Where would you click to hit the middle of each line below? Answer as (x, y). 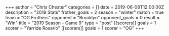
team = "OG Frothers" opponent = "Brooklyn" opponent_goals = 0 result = (83, 18)
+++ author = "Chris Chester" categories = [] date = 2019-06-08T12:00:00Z (85, 7)
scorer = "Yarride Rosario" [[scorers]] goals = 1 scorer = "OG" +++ (75, 28)
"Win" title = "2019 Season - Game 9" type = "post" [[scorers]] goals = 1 (81, 23)
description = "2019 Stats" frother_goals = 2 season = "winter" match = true (85, 12)
